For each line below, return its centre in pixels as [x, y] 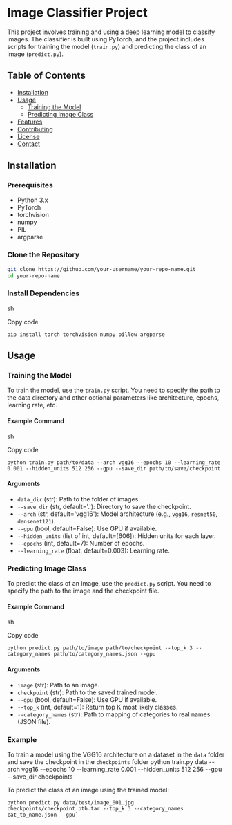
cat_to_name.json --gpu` [43, 815]
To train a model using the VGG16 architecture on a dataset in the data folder [116, 754]
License [28, 136]
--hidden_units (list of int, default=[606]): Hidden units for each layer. [116, 536]
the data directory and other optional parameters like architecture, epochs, [113, 398]
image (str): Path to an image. [58, 685]
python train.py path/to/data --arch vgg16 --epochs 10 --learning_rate [114, 462]
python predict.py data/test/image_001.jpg [71, 803]
